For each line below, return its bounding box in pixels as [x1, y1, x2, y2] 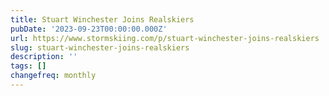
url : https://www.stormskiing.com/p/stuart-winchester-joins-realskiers [10, 33, 320, 43]
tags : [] [10, 61, 47, 71]
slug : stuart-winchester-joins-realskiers [10, 42, 190, 53]
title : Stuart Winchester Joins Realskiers [10, 14, 195, 25]
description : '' [10, 52, 78, 62]
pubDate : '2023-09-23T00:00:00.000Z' [10, 24, 168, 34]
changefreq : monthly [10, 71, 97, 81]
